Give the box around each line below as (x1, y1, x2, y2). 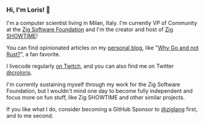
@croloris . (6, 69, 32, 76)
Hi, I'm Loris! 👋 (6, 5, 51, 14)
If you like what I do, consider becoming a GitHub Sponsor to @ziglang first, (6, 106, 198, 113)
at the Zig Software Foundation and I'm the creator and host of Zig (6, 26, 173, 33)
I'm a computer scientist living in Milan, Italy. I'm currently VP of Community (6, 20, 198, 27)
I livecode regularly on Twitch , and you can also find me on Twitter (6, 62, 174, 70)
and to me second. (6, 112, 54, 120)
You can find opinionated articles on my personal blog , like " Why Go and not (6, 44, 199, 51)
